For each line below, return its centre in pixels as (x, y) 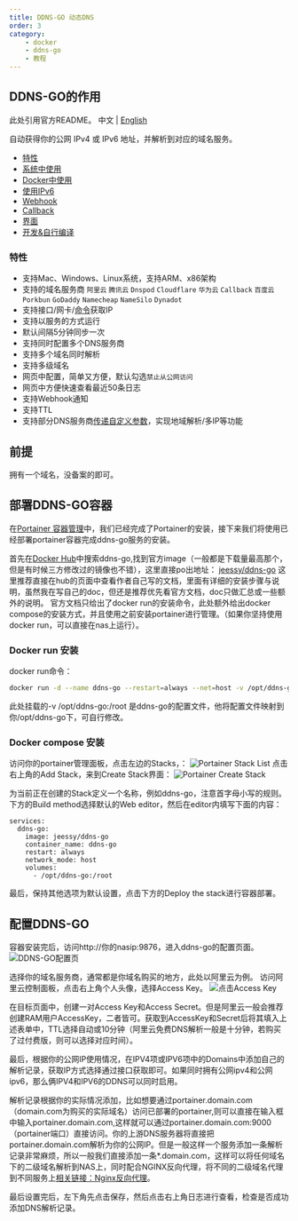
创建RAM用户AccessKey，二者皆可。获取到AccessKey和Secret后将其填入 (144, 1019)
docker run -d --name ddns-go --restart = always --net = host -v (126, 688)
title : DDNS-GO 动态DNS (52, 17)
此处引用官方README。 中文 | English (78, 120)
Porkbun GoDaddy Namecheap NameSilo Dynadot (102, 300)
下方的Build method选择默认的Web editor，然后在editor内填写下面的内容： (145, 805)
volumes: (41, 868)
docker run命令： (41, 671)
